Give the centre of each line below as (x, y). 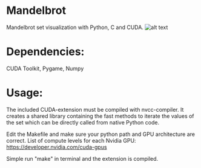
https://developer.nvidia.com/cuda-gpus (57, 147)
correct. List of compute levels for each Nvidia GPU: (71, 140)
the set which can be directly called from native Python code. (83, 122)
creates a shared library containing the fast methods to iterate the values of (100, 116)
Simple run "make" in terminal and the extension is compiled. (82, 158)
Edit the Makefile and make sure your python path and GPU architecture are (101, 134)
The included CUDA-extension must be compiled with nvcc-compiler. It (95, 109)
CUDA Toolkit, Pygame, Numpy (45, 68)
